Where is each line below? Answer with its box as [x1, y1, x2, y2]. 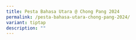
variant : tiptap [6, 19, 46, 25]
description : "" [6, 25, 46, 31]
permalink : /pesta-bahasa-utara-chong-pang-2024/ [6, 14, 131, 20]
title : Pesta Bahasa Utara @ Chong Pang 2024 [6, 8, 120, 15]
